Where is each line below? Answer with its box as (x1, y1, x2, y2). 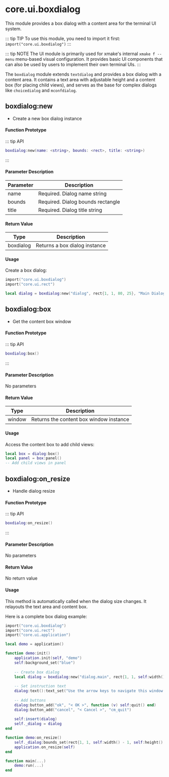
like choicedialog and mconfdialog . (5, 87, 77, 93)
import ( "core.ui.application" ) (5, 632, 71, 638)
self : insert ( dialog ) (14, 717, 57, 722)
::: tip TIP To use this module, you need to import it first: (5, 35, 121, 41)
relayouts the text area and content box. (5, 603, 88, 610)
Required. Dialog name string (38, 190, 107, 197)
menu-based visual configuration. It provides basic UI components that (15, 56, 163, 62)
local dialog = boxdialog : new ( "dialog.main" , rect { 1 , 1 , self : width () (14, 674, 165, 679)
